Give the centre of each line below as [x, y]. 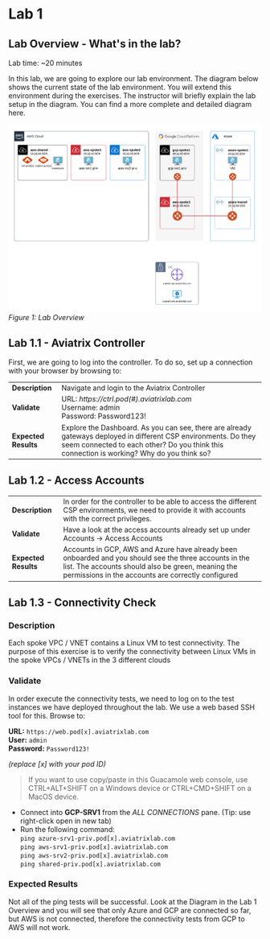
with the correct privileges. [107, 518]
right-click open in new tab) [66, 821]
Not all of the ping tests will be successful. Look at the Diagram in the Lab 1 [133, 901]
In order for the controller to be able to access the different [160, 501]
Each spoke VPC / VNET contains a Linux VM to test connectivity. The [124, 643]
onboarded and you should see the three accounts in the [157, 558]
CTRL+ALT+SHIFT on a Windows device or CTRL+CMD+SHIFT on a [139, 788]
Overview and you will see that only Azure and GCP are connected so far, [130, 910]
